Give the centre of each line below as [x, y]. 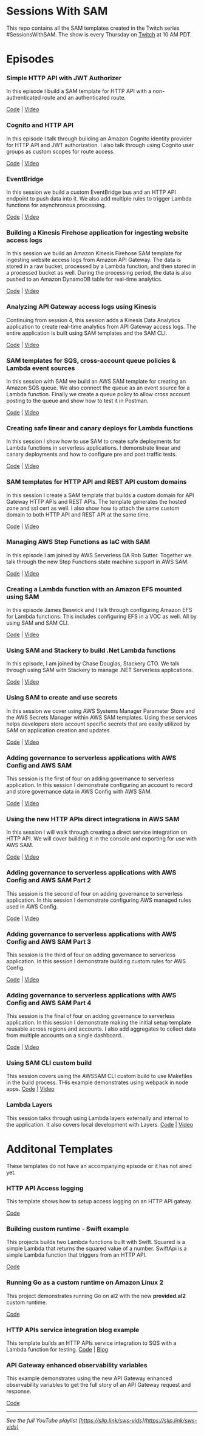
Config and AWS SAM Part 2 [49, 881]
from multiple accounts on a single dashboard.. [65, 1036]
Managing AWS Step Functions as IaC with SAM [78, 542]
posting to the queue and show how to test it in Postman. [77, 400]
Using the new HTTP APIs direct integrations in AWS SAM [93, 819]
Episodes [30, 59]
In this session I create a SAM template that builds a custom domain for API [100, 495]
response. [19, 1391]
